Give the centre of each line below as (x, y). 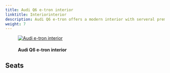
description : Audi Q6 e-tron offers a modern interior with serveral (80, 19)
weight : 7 (16, 24)
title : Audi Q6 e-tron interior (39, 10)
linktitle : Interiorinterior (36, 15)
